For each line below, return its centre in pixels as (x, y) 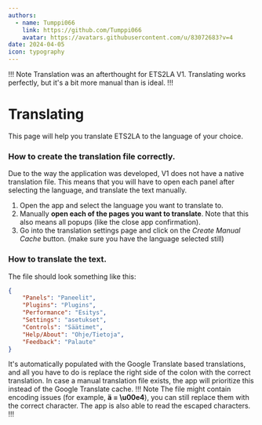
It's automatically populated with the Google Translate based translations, (127, 364)
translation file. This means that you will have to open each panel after (122, 182)
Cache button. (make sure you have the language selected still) (122, 239)
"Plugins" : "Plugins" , (59, 306)
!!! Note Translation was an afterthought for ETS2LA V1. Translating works (127, 74)
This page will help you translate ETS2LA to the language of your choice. (126, 136)
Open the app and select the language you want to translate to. (121, 206)
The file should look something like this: (72, 277)
